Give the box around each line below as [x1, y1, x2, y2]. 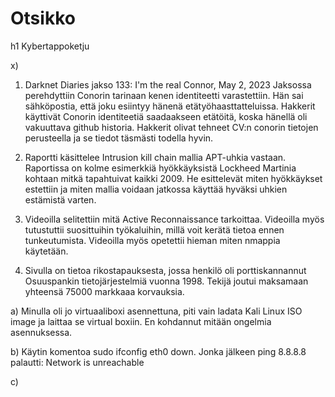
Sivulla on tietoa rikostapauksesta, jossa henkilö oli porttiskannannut [24, 264, 307, 276]
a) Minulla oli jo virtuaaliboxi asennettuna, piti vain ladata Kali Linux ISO [10, 305, 303, 317]
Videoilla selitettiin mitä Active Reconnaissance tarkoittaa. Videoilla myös [24, 213, 325, 225]
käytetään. [24, 245, 69, 257]
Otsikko [10, 7, 76, 30]
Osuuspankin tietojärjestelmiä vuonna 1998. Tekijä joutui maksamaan [24, 275, 309, 287]
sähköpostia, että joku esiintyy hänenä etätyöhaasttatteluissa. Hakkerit [24, 100, 316, 112]
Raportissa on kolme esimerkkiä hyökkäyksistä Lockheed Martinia [24, 162, 297, 174]
